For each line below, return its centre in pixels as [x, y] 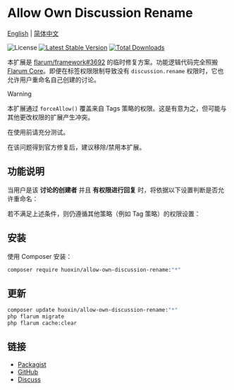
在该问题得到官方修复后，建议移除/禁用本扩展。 [76, 147]
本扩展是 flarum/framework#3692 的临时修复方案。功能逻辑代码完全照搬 [113, 62]
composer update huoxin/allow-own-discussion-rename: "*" [93, 310]
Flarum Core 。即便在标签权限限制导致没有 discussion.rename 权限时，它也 [116, 71]
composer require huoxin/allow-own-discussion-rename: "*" [94, 269]
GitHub [28, 372]
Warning [19, 94]
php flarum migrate [36, 317]
